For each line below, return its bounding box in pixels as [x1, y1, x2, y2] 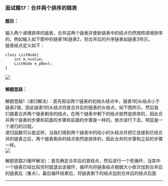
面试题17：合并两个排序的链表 [5, 4, 77, 11]
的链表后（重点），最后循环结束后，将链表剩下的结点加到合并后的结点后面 [5, 170, 156, 176]
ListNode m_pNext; [14, 61, 52, 66]
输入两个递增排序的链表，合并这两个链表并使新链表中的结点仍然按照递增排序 [5, 30, 163, 36]
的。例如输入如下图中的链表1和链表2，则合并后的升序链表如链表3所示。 [5, 36, 152, 42]
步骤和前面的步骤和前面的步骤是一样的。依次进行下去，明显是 [31, 117, 158, 123]
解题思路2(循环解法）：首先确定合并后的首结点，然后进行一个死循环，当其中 [5, 158, 161, 164]
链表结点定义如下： [5, 43, 45, 49]
